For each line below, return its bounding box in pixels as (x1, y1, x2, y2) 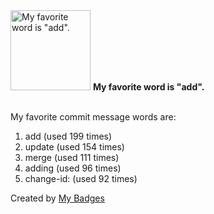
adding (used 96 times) (24, 162, 122, 174)
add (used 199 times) (24, 130, 113, 142)
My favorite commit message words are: (10, 111, 177, 123)
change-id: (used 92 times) (24, 173, 138, 184)
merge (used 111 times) (24, 152, 120, 163)
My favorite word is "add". (92, 81, 205, 93)
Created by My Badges (10, 192, 105, 204)
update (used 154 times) (24, 141, 125, 153)
